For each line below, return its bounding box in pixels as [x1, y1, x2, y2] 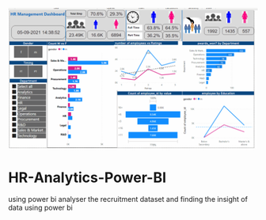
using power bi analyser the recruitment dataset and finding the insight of [8, 195, 248, 204]
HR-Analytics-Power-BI [8, 169, 167, 186]
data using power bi [8, 203, 73, 213]
